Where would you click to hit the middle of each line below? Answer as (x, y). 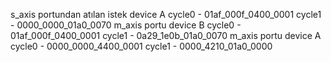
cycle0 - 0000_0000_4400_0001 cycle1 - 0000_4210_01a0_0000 (141, 46)
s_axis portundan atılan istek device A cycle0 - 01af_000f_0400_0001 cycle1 (166, 14)
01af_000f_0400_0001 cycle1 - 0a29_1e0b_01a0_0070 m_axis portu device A (166, 35)
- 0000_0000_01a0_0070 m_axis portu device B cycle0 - (126, 25)
